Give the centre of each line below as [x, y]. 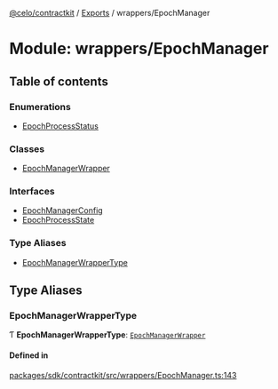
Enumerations [40, 107]
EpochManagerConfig [63, 210]
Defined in [29, 355]
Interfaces [32, 192]
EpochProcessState [58, 220]
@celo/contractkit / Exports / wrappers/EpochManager [110, 13]
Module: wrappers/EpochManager [139, 49]
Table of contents [59, 81]
